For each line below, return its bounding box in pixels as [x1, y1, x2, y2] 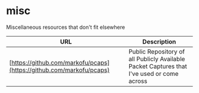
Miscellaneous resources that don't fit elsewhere [6, 24, 126, 31]
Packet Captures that [128, 62, 188, 70]
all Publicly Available [128, 55, 185, 63]
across [128, 77, 147, 85]
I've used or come [128, 69, 179, 78]
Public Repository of [128, 47, 185, 55]
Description [142, 37, 176, 45]
